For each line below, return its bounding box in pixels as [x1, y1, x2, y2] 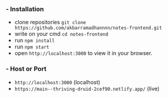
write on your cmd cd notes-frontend [14, 30, 109, 38]
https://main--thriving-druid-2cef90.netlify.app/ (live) [14, 85, 159, 92]
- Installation [5, 5, 44, 13]
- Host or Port [5, 65, 47, 73]
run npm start [14, 43, 49, 50]
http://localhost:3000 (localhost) [14, 78, 101, 86]
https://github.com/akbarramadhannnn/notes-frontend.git [14, 25, 163, 31]
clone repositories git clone [14, 19, 86, 26]
